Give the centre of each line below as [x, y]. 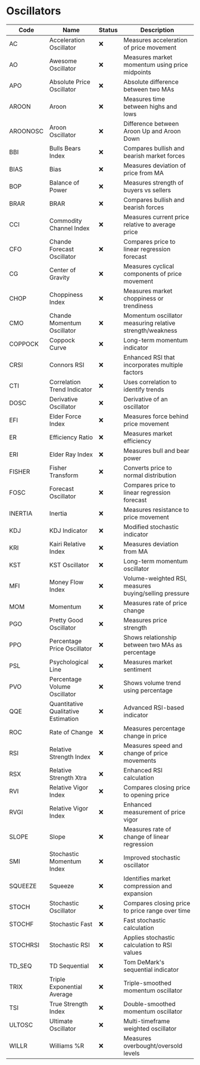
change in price [145, 736]
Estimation [64, 719]
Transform [64, 475]
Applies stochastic [149, 937]
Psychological [69, 662]
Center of [63, 270]
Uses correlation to [150, 382]
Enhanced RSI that [149, 357]
